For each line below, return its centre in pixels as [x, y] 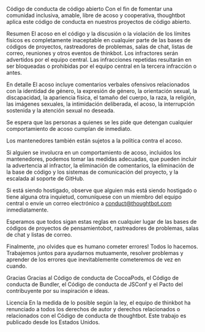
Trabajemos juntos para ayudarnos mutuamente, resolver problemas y [95, 253]
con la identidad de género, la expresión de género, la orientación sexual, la [102, 91]
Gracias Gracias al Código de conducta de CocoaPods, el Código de [93, 278]
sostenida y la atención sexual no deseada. [61, 110]
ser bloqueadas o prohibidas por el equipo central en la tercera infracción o [102, 66]
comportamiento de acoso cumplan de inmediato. [69, 129]
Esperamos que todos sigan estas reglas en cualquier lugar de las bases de [102, 222]
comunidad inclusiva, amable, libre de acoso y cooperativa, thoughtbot [96, 15]
